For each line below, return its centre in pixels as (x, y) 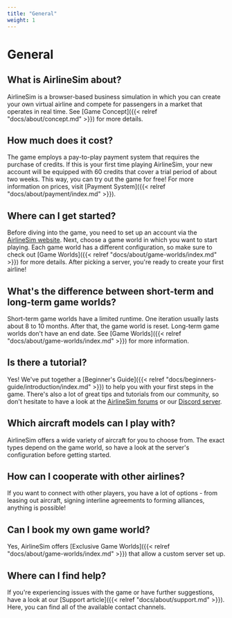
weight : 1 (21, 20)
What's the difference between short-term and (110, 291)
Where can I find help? (57, 575)
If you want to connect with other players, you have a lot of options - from (113, 493)
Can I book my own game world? (79, 530)
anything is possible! (37, 508)
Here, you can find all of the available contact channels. (87, 607)
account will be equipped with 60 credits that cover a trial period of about (112, 172)
